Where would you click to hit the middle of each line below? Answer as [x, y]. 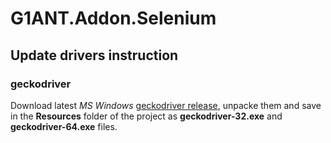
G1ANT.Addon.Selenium [113, 18]
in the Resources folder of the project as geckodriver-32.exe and [146, 116]
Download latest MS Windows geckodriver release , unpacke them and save [166, 105]
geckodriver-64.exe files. [64, 126]
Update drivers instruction [94, 55]
